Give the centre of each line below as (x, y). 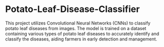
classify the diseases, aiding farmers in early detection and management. (81, 39)
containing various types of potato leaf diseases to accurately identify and (82, 33)
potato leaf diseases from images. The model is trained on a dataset (76, 28)
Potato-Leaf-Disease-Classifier (72, 9)
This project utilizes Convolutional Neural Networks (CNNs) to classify (78, 23)
